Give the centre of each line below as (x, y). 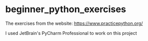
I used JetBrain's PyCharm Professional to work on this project (71, 33)
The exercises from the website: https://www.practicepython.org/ (74, 23)
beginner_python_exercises (66, 9)
